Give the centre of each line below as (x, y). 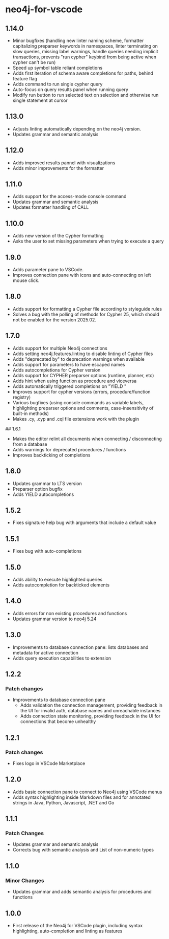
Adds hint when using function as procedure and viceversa (75, 381)
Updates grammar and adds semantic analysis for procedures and (82, 892)
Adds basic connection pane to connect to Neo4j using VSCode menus (87, 792)
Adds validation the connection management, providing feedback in (91, 705)
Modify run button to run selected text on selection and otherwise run (86, 95)
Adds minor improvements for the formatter (58, 168)
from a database (30, 444)
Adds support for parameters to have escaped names (69, 364)
